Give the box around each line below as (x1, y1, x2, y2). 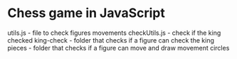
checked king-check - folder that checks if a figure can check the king (7, 36, 215, 44)
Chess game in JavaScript (7, 5, 166, 21)
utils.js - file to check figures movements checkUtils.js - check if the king (7, 28, 221, 37)
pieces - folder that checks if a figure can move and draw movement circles (7, 43, 230, 52)
